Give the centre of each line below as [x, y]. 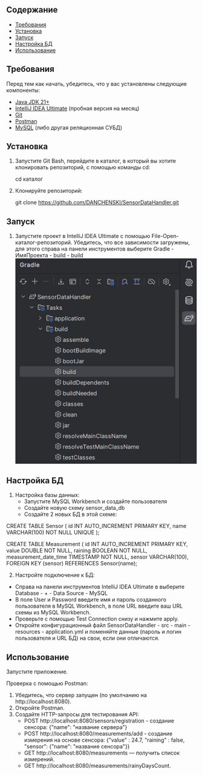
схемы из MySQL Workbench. [53, 613]
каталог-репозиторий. [43, 243]
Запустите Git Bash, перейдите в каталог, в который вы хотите [95, 161]
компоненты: [23, 90]
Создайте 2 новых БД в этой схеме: [70, 514]
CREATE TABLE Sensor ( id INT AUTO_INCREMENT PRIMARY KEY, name [96, 526]
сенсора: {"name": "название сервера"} [76, 727]
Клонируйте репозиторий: [49, 191]
